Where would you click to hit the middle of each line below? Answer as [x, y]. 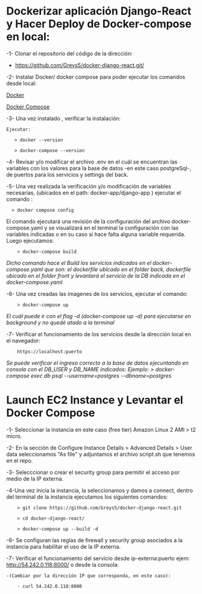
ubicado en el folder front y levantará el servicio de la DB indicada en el [96, 275]
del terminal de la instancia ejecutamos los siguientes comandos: [87, 497]
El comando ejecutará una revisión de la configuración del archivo [88, 221]
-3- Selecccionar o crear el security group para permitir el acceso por [93, 472]
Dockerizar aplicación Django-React [99, 11]
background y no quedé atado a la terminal [60, 322]
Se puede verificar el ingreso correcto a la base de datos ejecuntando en [97, 363]
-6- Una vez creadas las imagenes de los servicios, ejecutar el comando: [97, 293]
